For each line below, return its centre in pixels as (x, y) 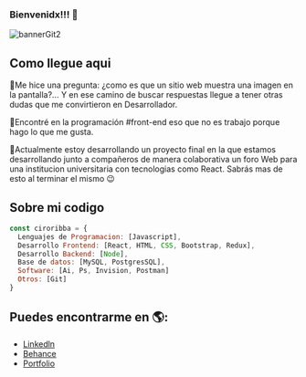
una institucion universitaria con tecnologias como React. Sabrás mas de (146, 169)
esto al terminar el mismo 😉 (63, 179)
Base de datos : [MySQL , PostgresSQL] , (92, 262)
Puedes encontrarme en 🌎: (89, 317)
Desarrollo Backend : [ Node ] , (73, 254)
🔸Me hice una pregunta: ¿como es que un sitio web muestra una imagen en (152, 85)
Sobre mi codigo (57, 208)
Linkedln (39, 344)
